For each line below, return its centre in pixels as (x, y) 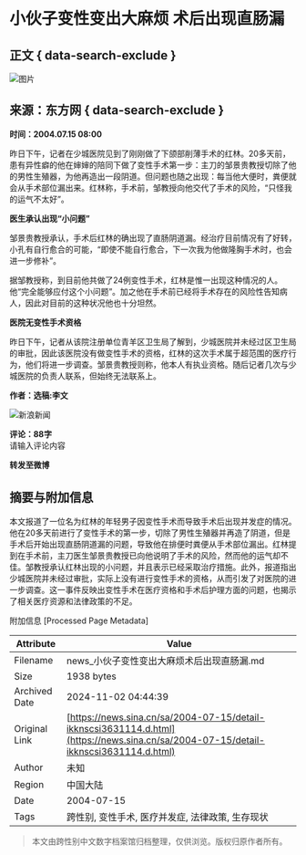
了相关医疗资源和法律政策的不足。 (73, 601)
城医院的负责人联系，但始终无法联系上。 (85, 376)
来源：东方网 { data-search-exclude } (117, 110)
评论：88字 (31, 433)
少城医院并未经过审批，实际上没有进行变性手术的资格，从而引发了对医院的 (149, 578)
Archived (33, 691)
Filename (34, 660)
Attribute (36, 643)
